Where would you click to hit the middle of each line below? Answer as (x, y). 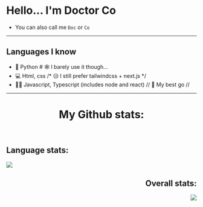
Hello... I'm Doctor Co (61, 11)
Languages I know (41, 52)
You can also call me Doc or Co (52, 27)
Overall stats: (171, 183)
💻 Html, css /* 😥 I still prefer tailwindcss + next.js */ (81, 75)
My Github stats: (101, 114)
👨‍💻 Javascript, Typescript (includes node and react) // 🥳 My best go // (102, 84)
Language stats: (37, 151)
